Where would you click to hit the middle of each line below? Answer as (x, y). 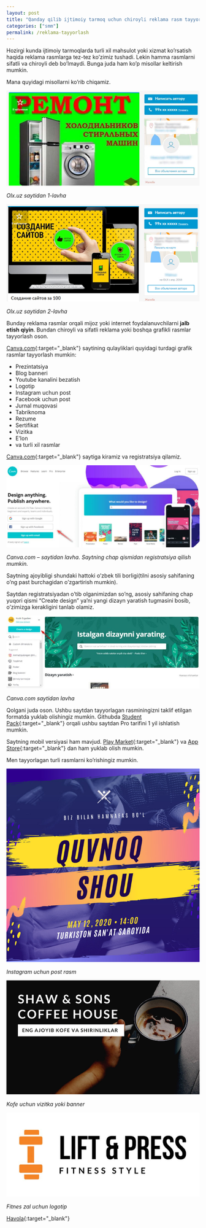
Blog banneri (31, 373)
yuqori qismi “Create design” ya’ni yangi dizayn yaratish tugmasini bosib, (98, 600)
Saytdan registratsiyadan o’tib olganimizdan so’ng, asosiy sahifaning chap (100, 594)
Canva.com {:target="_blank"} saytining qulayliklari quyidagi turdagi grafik (99, 348)
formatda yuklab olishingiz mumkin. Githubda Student (74, 716)
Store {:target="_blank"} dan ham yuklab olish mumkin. (75, 748)
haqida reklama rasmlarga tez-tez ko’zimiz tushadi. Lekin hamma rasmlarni (101, 57)
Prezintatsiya (32, 366)
